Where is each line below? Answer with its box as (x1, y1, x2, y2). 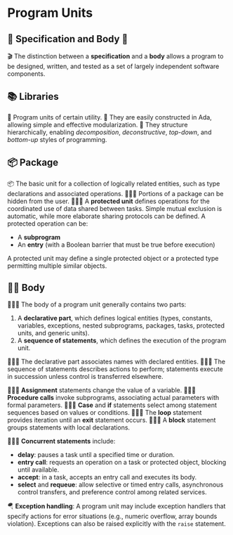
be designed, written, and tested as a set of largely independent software (7, 62, 220, 70)
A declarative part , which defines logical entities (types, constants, (17, 314, 213, 323)
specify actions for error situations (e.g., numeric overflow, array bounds (7, 512, 218, 521)
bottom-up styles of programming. (7, 135, 107, 143)
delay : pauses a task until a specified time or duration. (17, 451, 175, 459)
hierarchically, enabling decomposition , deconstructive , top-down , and (7, 128, 212, 136)
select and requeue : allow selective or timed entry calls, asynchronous (17, 480, 224, 489)
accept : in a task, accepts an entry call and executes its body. (17, 473, 197, 482)
